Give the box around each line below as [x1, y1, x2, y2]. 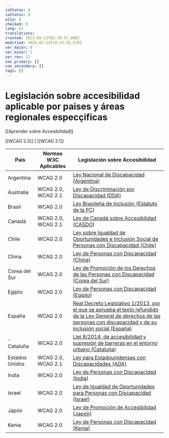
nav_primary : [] [5, 59, 39, 64]
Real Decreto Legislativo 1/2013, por [72, 300, 160, 307]
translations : [5, 31, 35, 36]
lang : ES [5, 26, 24, 31]
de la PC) [72, 206, 95, 213]
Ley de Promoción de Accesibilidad [72, 404, 156, 411]
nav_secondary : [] [5, 64, 44, 69]
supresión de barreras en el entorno [72, 339, 158, 346]
